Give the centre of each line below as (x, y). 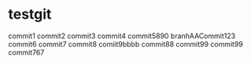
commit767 (26, 52)
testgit (30, 14)
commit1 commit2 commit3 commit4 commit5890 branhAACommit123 (122, 36)
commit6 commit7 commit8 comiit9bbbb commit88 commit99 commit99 (126, 44)
